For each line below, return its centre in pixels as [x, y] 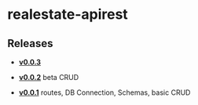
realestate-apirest [68, 14]
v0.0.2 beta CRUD [49, 77]
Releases [30, 43]
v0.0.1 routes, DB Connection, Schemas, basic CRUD [104, 92]
